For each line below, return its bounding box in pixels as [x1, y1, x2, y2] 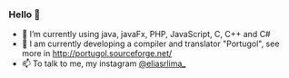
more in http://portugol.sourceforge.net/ [21, 48, 173, 59]
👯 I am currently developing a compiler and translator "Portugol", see [21, 38, 280, 49]
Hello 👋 [8, 8, 41, 21]
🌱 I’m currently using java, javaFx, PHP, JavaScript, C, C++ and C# [21, 29, 271, 40]
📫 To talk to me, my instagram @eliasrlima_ [21, 58, 186, 69]
